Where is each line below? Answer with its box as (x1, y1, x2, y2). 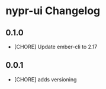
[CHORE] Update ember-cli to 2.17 (14, 43, 98, 50)
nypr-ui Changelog (5, 4, 101, 18)
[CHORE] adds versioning (14, 75, 77, 83)
